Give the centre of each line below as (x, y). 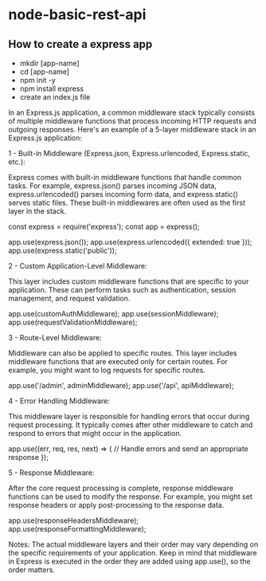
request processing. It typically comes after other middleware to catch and (131, 425)
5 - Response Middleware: (51, 473)
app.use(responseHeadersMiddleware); (74, 520)
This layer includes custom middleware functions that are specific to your (129, 281)
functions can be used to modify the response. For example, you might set (130, 497)
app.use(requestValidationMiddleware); (73, 322)
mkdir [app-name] (49, 63)
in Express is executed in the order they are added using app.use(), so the (129, 561)
